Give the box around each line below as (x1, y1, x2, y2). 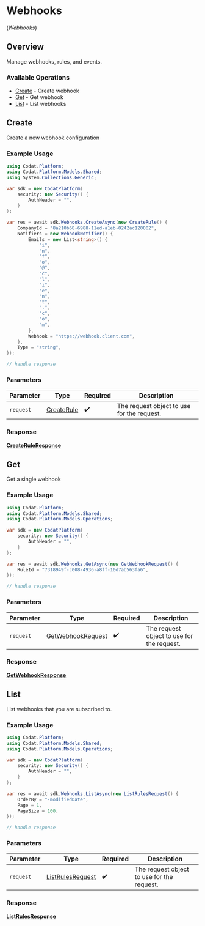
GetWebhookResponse (6, 671, 67, 679)
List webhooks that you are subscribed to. (6, 705, 112, 713)
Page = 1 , (17, 802, 43, 808)
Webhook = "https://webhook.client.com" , (28, 333, 135, 339)
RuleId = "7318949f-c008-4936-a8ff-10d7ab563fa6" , (17, 566, 149, 572)
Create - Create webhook (15, 87, 79, 95)
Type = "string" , (17, 344, 62, 350)
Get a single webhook (6, 475, 61, 483)
